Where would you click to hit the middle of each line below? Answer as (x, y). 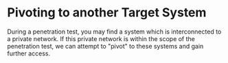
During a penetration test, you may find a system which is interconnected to (114, 32)
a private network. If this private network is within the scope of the (101, 38)
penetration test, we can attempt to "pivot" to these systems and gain (105, 46)
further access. (29, 53)
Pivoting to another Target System (107, 13)
